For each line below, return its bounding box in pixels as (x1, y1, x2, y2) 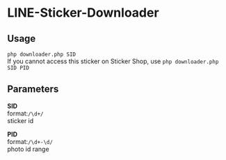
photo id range (7, 145, 50, 153)
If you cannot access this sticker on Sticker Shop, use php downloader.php (7, 57, 219, 65)
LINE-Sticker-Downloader (7, 5, 159, 21)
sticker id (7, 116, 34, 125)
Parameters (7, 83, 59, 95)
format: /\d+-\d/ (7, 137, 54, 145)
